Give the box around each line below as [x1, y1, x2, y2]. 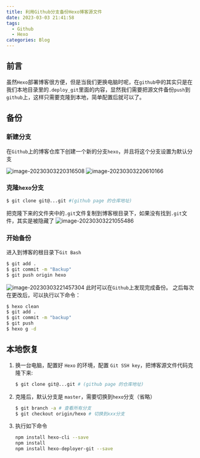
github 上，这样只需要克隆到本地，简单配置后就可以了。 [6, 93, 145, 101]
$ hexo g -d [6, 326, 36, 332]
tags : [6, 20, 20, 26]
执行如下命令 [15, 422, 47, 429]
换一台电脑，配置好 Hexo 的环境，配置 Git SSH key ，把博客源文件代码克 [15, 362, 193, 369]
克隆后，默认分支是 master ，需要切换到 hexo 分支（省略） [15, 392, 156, 400]
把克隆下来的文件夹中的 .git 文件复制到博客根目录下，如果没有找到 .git [6, 209, 182, 217]
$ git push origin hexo [6, 272, 67, 278]
